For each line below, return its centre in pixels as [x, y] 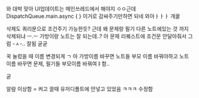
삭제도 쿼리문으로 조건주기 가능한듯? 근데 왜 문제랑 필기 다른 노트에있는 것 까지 [98, 29]
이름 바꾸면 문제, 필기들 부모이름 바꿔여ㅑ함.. [58, 64]
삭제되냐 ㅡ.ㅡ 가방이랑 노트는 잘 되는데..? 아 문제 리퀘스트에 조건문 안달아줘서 [97, 36]
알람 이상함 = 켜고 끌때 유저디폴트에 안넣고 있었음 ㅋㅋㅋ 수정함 [80, 89]
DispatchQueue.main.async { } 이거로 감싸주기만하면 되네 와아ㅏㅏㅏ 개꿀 [93, 16]
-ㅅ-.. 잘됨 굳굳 [30, 44]
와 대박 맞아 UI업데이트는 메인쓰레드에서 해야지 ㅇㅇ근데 [71, 9]
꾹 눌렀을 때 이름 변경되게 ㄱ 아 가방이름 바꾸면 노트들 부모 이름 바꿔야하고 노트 [98, 56]
